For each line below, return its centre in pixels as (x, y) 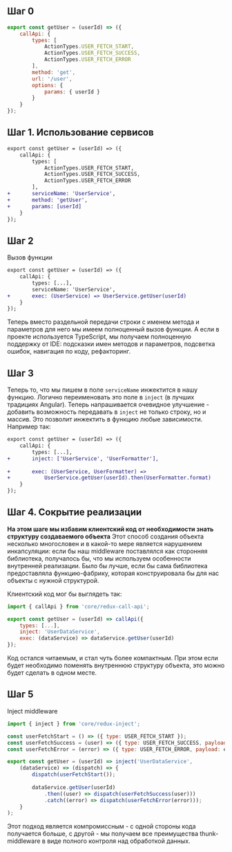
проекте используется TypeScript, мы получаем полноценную (99, 337)
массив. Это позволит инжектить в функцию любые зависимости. (105, 419)
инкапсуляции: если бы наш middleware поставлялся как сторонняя (108, 551)
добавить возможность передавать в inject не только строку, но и (107, 412)
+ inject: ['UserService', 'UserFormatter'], (83, 459)
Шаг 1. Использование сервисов (80, 133)
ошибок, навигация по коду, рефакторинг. (69, 352)
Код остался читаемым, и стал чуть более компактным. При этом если (113, 658)
